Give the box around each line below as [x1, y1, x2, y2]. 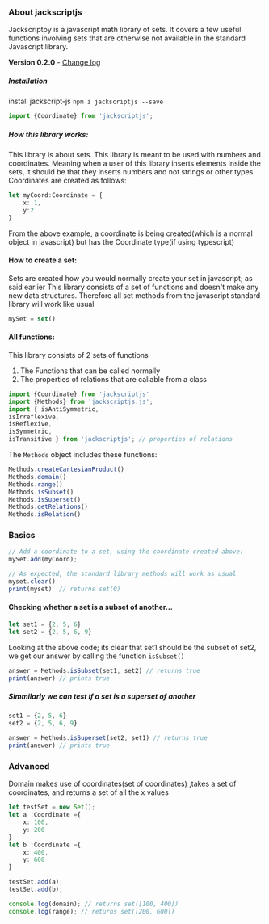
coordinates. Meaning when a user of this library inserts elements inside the [8, 158, 261, 168]
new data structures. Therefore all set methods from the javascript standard [8, 290, 261, 300]
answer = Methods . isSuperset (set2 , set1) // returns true [8, 734, 208, 742]
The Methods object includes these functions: [8, 450, 158, 460]
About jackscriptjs [8, 6, 82, 18]
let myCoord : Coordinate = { [8, 191, 103, 199]
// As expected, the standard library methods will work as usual [8, 570, 237, 578]
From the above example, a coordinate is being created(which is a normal [8, 229, 253, 238]
